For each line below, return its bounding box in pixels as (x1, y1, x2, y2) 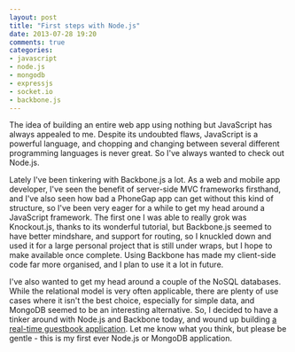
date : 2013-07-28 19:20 (9, 29, 97, 38)
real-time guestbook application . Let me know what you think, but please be (9, 324, 287, 334)
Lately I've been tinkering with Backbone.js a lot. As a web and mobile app (9, 175, 281, 185)
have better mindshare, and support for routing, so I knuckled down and (9, 231, 272, 242)
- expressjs (9, 79, 53, 88)
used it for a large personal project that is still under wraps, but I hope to (9, 240, 273, 251)
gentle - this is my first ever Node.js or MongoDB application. (9, 333, 233, 344)
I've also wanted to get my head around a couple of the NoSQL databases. (9, 277, 282, 287)
